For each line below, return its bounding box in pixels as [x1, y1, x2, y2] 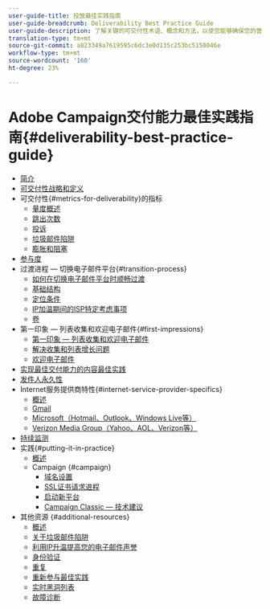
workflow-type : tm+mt [8, 49, 81, 57]
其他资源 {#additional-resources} [19, 512, 130, 521]
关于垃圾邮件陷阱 [31, 532, 89, 542]
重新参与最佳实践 [31, 572, 89, 582]
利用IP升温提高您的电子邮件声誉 [31, 542, 138, 551]
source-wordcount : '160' [8, 57, 92, 65]
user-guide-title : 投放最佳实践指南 [8, 11, 122, 20]
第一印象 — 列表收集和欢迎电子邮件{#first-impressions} [19, 324, 204, 333]
